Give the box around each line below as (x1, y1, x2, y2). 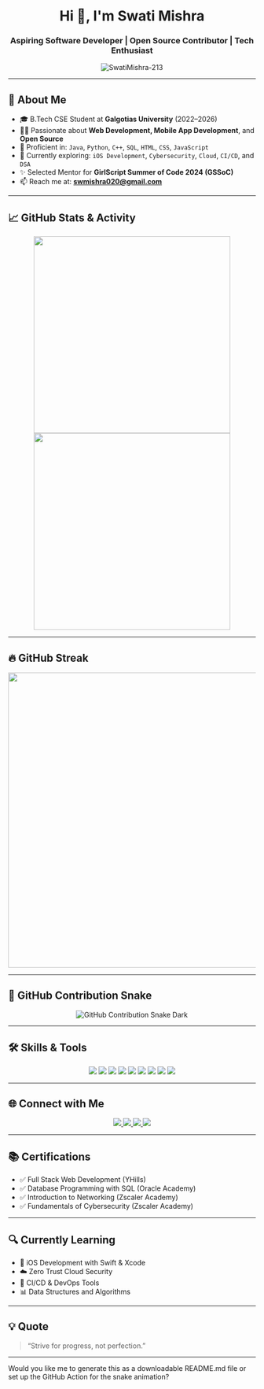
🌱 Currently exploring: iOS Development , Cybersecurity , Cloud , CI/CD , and (19, 151, 255, 161)
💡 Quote (8, 1320, 49, 1333)
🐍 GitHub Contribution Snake (8, 989, 152, 1003)
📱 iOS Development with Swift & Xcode (19, 1258, 146, 1267)
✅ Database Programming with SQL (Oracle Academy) (19, 1184, 196, 1193)
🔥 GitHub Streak (8, 651, 89, 664)
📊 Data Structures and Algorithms (19, 1287, 131, 1296)
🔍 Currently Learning (8, 1233, 116, 1247)
